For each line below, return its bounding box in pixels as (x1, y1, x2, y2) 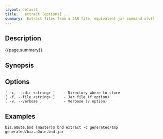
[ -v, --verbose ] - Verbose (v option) (5, 99, 108, 104)
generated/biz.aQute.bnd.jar (5, 129, 64, 134)
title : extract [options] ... (5, 12, 70, 17)
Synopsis (5, 61, 34, 69)
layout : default (5, 7, 38, 12)
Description (5, 34, 41, 42)
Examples (5, 112, 35, 121)
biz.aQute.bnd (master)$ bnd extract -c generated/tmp (5, 125, 118, 130)
